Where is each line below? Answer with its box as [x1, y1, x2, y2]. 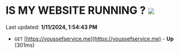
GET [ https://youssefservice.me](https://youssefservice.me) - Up [14, 35, 174, 42]
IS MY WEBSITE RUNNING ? [5, 4, 146, 17]
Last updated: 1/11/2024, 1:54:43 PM [5, 23, 98, 31]
